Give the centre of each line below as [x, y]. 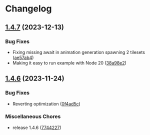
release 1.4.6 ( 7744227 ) [37, 127]
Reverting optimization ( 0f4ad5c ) [46, 103]
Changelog [28, 9]
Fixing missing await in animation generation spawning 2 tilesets [78, 52]
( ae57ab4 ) [23, 57]
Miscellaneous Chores [33, 116]
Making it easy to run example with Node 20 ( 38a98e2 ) [69, 62]
